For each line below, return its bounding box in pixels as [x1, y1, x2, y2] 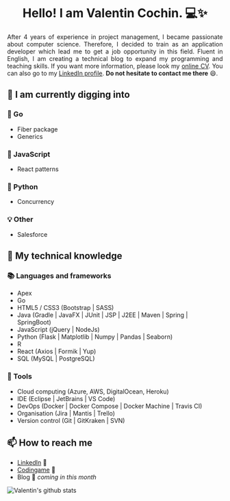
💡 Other [7, 215, 34, 224]
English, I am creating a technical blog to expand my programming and [7, 54, 223, 62]
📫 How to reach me [7, 437, 93, 448]
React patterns [16, 165, 60, 173]
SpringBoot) [16, 318, 51, 326]
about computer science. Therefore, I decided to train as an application [7, 40, 223, 48]
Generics [16, 132, 43, 140]
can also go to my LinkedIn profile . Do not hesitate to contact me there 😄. [7, 69, 218, 77]
